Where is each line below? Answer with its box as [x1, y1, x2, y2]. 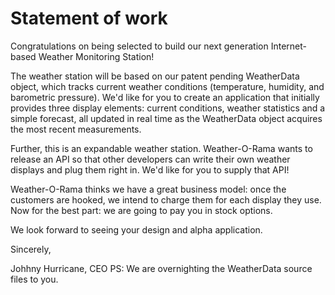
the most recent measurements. [10, 123, 142, 135]
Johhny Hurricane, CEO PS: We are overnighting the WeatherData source [10, 262, 313, 274]
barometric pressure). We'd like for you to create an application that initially [10, 91, 320, 103]
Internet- [270, 40, 307, 52]
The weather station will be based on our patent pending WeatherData [10, 70, 300, 82]
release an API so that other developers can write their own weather [10, 153, 291, 165]
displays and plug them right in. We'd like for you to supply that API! [10, 163, 290, 176]
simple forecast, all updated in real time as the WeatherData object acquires [10, 112, 323, 124]
